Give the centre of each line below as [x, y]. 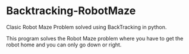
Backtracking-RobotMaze [71, 11]
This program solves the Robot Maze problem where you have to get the [95, 38]
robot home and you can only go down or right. [64, 45]
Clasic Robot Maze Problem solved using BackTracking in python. [86, 27]
